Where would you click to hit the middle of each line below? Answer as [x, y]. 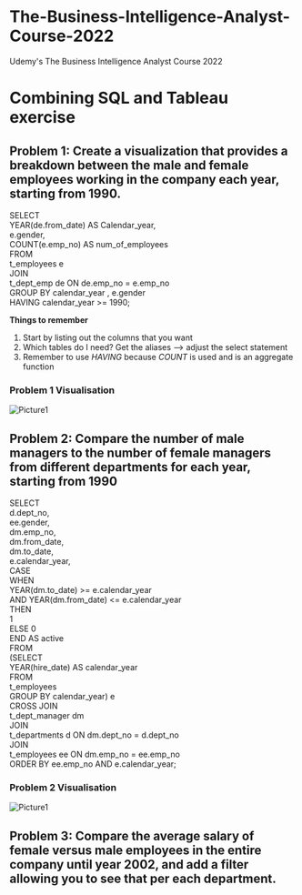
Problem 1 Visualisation [62, 390]
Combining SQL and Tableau [119, 98]
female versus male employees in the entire [136, 850]
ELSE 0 [23, 629]
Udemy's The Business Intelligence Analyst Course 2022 [116, 61]
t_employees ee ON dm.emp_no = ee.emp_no [95, 754]
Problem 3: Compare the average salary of [132, 835]
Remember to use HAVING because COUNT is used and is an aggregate [158, 357]
